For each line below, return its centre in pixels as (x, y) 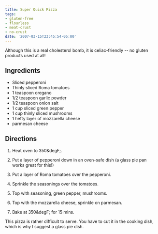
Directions (21, 139)
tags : (10, 14)
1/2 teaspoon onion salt (35, 103)
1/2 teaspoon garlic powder (39, 98)
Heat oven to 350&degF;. (37, 150)
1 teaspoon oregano (32, 93)
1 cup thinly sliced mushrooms (42, 113)
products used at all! (25, 55)
